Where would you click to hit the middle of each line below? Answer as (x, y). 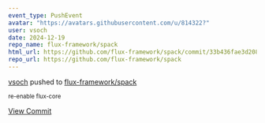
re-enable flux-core (35, 96)
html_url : (24, 52)
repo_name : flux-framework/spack (63, 45)
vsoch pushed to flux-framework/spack (73, 82)
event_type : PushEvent (45, 15)
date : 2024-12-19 (37, 37)
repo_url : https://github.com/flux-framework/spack (95, 60)
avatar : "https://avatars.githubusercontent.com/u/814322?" (109, 23)
